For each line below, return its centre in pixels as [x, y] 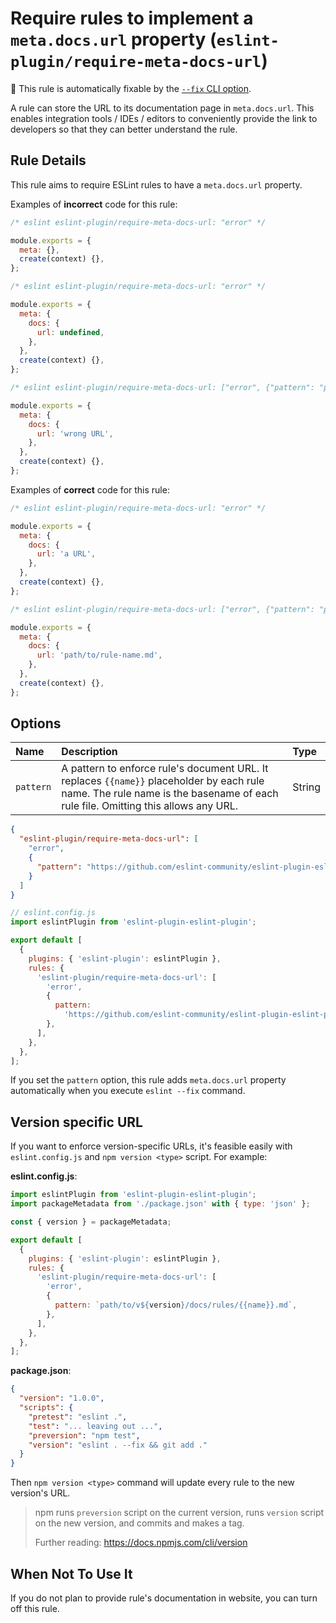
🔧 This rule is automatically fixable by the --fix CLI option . [131, 88]
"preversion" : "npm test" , [84, 1435]
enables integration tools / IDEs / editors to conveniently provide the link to [164, 118]
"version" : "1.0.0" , [62, 1398]
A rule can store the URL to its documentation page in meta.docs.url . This [162, 108]
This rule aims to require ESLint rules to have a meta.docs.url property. [156, 184]
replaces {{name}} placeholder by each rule [163, 781]
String [306, 787]
